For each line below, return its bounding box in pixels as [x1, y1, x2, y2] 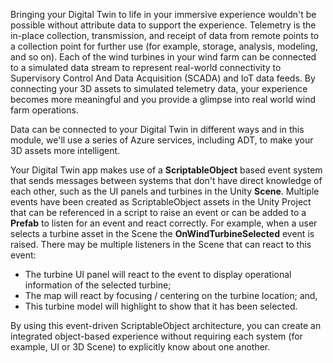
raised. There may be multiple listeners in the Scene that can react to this [10, 239, 312, 250]
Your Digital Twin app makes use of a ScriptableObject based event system [10, 164, 323, 176]
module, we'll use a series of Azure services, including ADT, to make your [10, 134, 314, 146]
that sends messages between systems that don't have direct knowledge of [10, 175, 323, 186]
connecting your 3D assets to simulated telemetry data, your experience [10, 83, 308, 94]
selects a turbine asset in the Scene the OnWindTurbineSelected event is [10, 228, 315, 239]
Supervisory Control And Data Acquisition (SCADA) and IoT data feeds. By [10, 72, 316, 84]
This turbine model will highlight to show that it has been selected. [24, 300, 298, 312]
